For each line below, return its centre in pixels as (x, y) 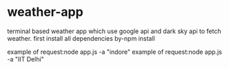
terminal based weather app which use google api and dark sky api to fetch (114, 31)
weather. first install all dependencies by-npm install (81, 38)
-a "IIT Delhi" (26, 59)
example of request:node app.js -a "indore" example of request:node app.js (114, 52)
